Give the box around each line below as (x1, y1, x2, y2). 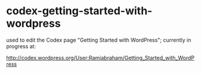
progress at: (6, 43, 36, 50)
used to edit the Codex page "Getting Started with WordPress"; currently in (6, 36, 191, 43)
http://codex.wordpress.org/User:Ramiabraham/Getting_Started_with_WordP (6, 54, 195, 61)
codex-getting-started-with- (6, 4, 153, 18)
